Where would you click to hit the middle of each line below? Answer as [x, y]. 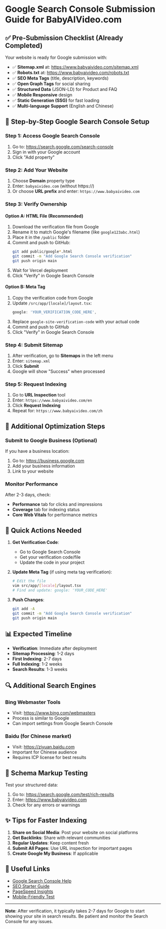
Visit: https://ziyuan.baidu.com [43, 747]
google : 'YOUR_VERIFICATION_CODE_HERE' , [54, 312]
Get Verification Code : [36, 542]
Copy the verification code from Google [53, 298]
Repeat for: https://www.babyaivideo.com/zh [57, 411]
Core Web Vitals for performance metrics [55, 515]
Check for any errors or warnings [46, 805]
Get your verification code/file [50, 557]
